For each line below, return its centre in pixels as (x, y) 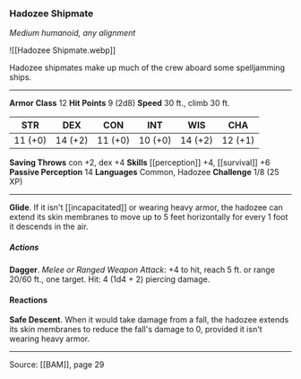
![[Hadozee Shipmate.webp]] (63, 50)
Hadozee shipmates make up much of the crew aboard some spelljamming (147, 68)
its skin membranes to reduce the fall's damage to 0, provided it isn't (136, 330)
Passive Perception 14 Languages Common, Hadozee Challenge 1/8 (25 (144, 172)
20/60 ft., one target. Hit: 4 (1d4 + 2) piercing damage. (110, 279)
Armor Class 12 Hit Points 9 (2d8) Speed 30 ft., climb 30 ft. (120, 103)
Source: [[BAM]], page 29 (57, 365)
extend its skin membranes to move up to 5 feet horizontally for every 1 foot (149, 217)
